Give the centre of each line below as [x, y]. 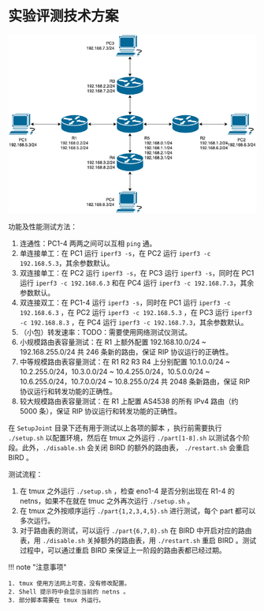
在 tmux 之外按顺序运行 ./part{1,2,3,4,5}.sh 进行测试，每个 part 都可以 [138, 511]
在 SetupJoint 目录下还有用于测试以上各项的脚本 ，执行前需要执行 [115, 428]
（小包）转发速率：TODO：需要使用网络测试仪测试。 [105, 332]
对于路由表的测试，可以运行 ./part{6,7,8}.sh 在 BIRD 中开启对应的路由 [136, 530]
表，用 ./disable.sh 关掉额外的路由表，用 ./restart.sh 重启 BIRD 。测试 [138, 541]
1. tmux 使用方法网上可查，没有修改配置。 [69, 584]
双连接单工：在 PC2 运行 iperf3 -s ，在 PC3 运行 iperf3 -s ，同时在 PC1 [137, 273]
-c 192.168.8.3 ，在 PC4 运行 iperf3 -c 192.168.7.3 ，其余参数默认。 [134, 322]
